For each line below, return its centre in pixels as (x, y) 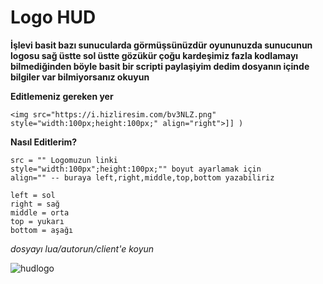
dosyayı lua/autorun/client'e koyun (82, 248)
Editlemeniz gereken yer (62, 96)
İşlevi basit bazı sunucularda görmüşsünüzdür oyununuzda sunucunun (161, 45)
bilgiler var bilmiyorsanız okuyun (80, 77)
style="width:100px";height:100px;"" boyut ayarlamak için (136, 169)
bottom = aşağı (42, 230)
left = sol (33, 195)
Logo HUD (53, 17)
